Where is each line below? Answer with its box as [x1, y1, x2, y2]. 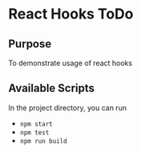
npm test [19, 128, 50, 137]
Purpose [8, 37, 52, 51]
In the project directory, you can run [8, 102, 127, 113]
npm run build [19, 137, 67, 145]
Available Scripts [8, 81, 95, 95]
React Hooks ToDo [8, 5, 134, 23]
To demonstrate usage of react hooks [8, 58, 133, 68]
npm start [19, 120, 54, 128]
